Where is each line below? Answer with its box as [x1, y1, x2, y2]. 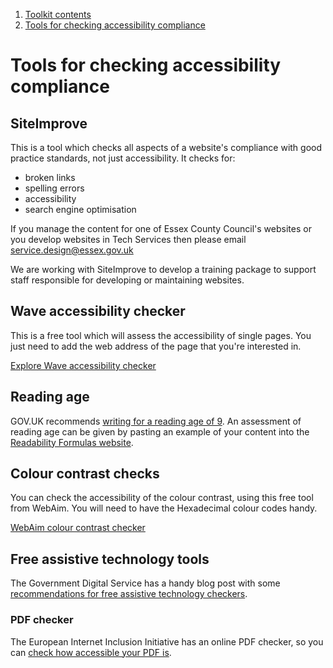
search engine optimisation [24, 204, 137, 215]
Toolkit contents [24, 9, 92, 20]
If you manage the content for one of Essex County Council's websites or [10, 223, 312, 234]
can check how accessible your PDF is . [10, 646, 172, 658]
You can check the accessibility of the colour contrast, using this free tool [10, 492, 314, 504]
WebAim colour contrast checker [10, 522, 146, 534]
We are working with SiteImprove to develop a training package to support [10, 264, 317, 275]
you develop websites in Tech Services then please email [10, 234, 247, 245]
